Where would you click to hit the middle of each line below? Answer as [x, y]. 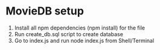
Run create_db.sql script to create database [69, 34]
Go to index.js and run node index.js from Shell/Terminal [84, 40]
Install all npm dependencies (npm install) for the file [80, 28]
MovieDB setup [45, 11]
